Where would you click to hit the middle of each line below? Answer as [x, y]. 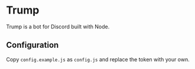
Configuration [32, 45]
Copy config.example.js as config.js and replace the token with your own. [98, 59]
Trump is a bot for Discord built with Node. [58, 27]
